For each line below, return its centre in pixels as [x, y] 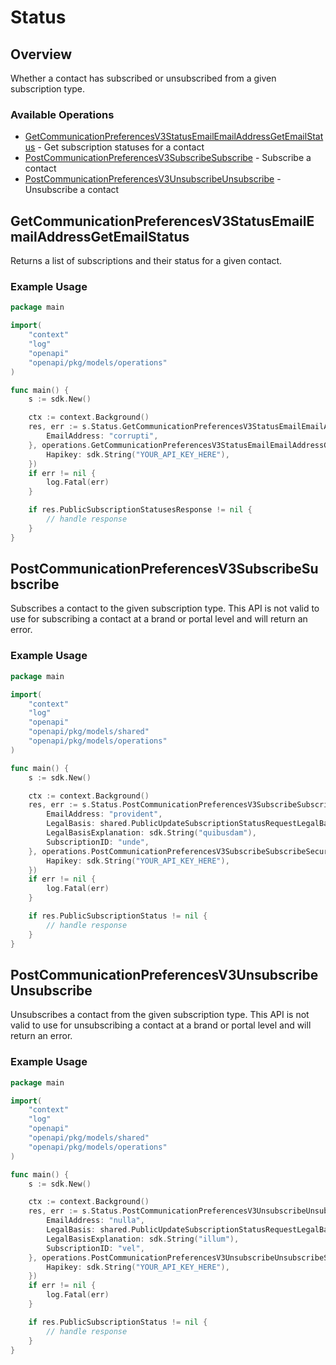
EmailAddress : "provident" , [104, 814]
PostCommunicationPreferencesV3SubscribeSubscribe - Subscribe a [168, 158]
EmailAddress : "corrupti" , [102, 436]
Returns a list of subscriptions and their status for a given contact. [146, 261]
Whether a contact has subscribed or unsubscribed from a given [143, 78]
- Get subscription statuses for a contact [121, 147]
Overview [41, 54]
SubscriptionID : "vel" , [95, 1248]
